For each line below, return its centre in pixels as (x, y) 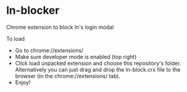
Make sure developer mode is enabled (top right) (76, 57)
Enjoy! (23, 82)
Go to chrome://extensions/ (49, 50)
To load (16, 38)
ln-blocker (33, 11)
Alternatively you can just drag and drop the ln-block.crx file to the (98, 69)
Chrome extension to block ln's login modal (60, 27)
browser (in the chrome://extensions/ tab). (68, 76)
